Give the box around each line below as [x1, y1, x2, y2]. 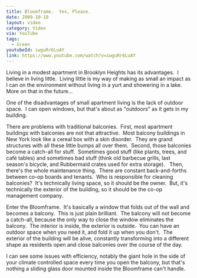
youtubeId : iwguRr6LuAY [6, 47, 65, 53]
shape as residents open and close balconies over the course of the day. [6, 241, 183, 248]
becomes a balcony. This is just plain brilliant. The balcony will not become [6, 210, 191, 217]
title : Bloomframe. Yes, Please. [6, 8, 91, 15]
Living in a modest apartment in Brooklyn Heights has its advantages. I [6, 68, 179, 76]
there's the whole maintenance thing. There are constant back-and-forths [6, 166, 187, 174]
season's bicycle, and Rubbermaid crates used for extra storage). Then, [6, 161, 184, 168]
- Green [11, 42, 31, 48]
